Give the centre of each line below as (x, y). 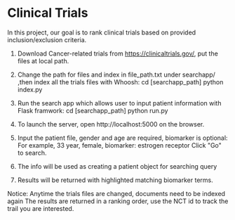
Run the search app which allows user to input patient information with (119, 103)
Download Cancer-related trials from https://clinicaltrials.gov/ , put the (118, 53)
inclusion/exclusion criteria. (47, 39)
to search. (32, 153)
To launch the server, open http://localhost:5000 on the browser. (111, 124)
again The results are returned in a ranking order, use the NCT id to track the (118, 201)
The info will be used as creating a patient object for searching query (117, 166)
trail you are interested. (41, 208)
